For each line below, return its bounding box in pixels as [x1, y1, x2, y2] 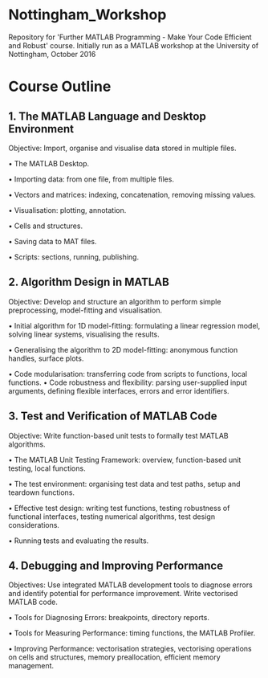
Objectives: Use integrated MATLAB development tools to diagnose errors [8, 580, 253, 590]
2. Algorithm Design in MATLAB [8, 276, 170, 289]
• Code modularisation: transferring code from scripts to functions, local [8, 369, 247, 378]
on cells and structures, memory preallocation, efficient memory [8, 652, 221, 662]
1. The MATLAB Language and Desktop [8, 109, 206, 123]
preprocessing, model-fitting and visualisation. [8, 305, 163, 315]
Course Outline [8, 78, 112, 96]
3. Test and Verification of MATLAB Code [8, 410, 217, 423]
